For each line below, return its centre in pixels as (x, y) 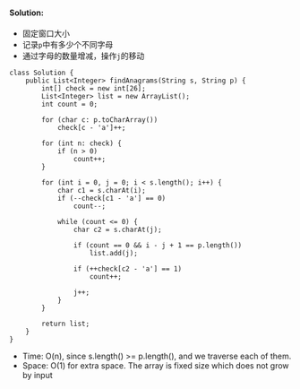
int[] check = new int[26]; (94, 89)
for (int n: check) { (82, 143)
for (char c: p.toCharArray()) (100, 120)
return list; (66, 324)
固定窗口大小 (46, 34)
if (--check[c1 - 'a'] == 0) (111, 199)
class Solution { (42, 73)
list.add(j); (114, 254)
